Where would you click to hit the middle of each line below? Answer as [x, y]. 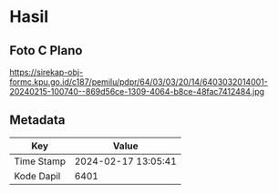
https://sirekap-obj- [46, 72]
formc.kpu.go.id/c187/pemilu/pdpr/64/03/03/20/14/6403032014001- [139, 82]
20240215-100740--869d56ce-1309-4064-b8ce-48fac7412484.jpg [137, 92]
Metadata [37, 120]
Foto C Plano [46, 51]
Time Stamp [40, 161]
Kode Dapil [37, 176]
